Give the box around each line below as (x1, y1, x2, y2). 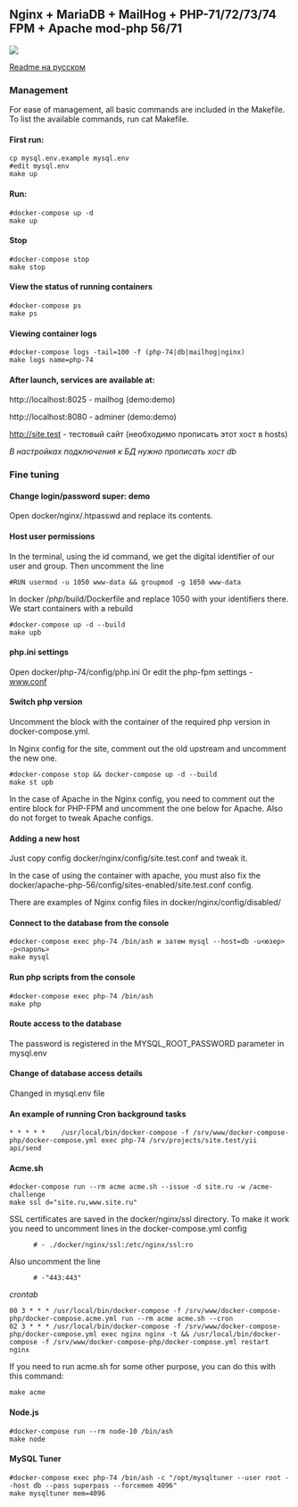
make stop (9, 263, 46, 272)
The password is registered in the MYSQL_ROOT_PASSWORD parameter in (9, 1038, 285, 1048)
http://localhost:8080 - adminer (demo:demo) (9, 411, 177, 423)
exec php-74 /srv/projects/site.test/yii (101, 1136, 257, 1145)
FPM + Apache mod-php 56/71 (9, 21, 183, 37)
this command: (9, 1371, 64, 1382)
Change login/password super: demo (9, 491, 151, 501)
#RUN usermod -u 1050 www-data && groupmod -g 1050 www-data (9, 577, 242, 586)
